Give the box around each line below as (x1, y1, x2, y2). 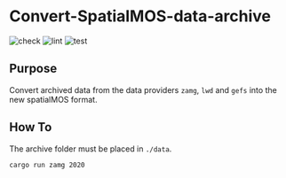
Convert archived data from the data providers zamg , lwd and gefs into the (9, 84, 277, 95)
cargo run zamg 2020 (9, 160, 86, 169)
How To (9, 120, 52, 135)
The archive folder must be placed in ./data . (9, 143, 172, 154)
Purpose (9, 61, 58, 76)
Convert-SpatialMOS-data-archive (9, 6, 272, 27)
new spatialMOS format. (9, 94, 98, 104)
